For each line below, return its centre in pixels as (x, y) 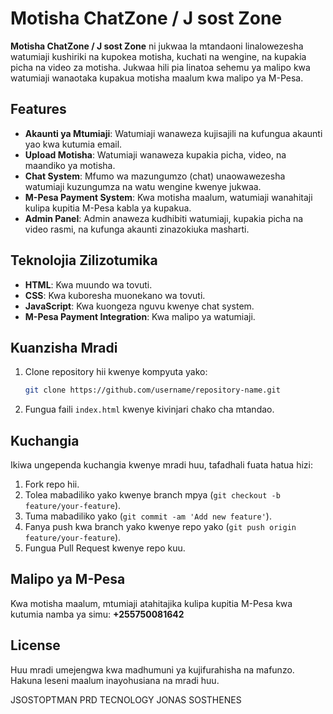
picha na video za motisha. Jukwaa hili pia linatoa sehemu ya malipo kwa (160, 67)
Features (38, 109)
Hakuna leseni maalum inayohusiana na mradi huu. (115, 680)
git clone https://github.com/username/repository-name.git (152, 390)
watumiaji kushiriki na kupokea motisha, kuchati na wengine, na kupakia (158, 56)
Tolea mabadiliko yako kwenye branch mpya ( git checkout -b (152, 495)
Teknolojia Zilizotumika (84, 260)
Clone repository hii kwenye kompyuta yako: (116, 372)
